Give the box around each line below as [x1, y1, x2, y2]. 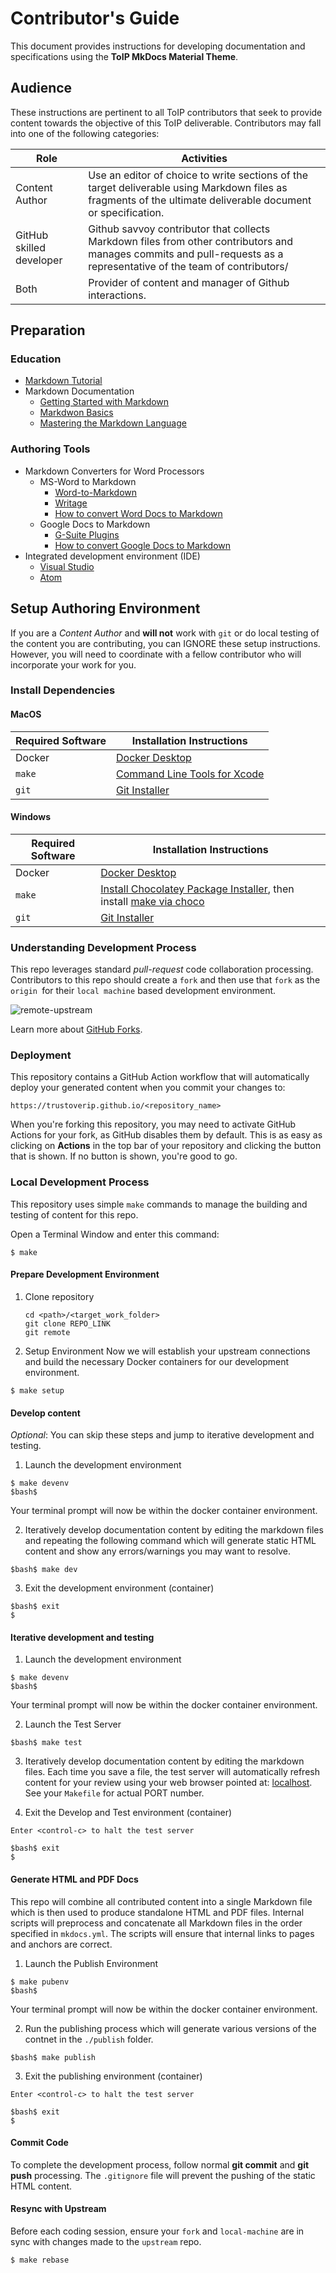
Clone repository [24, 1290, 95, 1302]
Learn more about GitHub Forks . [10, 1023, 143, 1036]
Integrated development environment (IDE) [24, 550, 201, 562]
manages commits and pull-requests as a [88, 247, 284, 261]
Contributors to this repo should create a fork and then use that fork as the [10, 974, 321, 986]
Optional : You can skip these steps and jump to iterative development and [10, 1429, 315, 1441]
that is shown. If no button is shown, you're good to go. [10, 1150, 238, 1162]
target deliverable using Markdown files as [88, 180, 288, 194]
